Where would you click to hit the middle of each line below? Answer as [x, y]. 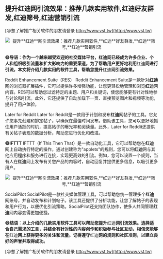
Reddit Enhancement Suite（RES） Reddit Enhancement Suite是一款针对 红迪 [81, 80]
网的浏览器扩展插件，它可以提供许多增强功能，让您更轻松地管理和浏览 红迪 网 [81, 86]
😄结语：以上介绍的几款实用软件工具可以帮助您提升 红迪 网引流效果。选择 [77, 222]
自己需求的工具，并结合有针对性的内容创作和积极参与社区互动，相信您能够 [83, 229]
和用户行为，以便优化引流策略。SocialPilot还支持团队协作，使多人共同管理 [79, 206]
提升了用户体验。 [22, 104]
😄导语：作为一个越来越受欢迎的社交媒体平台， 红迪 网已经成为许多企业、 [77, 57]
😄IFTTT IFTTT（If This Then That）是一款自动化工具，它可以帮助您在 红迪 [80, 143]
